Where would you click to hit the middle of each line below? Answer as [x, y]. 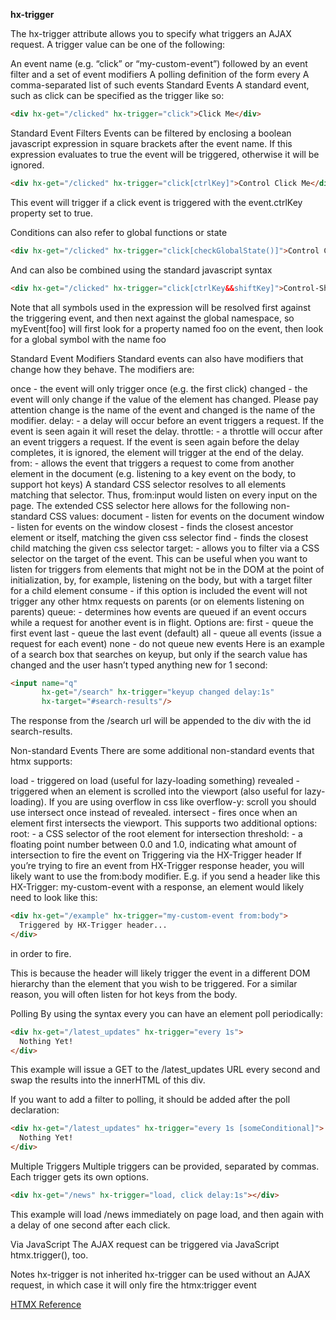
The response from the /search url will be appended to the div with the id [161, 721]
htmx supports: [41, 761]
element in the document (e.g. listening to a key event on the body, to [153, 473]
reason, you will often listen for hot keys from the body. [124, 994]
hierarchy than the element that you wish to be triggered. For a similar [154, 983]
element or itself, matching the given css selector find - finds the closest [159, 537]
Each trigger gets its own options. [79, 1177]
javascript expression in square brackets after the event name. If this [151, 143]
